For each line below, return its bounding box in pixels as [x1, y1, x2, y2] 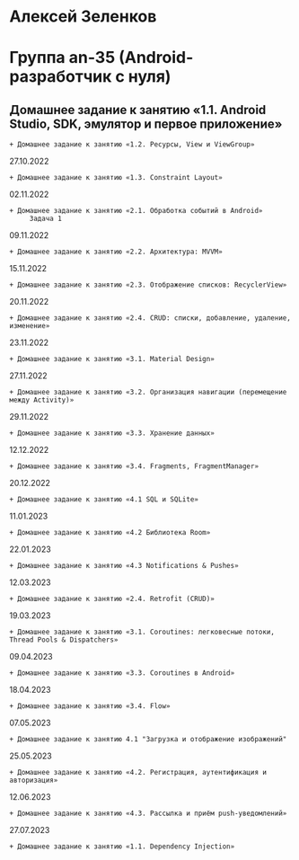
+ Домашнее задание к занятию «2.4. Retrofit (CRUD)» [9, 595, 215, 604]
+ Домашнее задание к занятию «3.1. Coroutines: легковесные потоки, [9, 627, 276, 637]
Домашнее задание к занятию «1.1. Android [9, 102, 267, 118]
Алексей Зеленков [9, 6, 157, 27]
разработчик [9, 66, 112, 87]
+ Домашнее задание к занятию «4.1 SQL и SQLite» [9, 495, 199, 504]
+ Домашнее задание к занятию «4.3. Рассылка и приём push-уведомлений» [9, 809, 287, 819]
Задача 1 [29, 214, 63, 224]
